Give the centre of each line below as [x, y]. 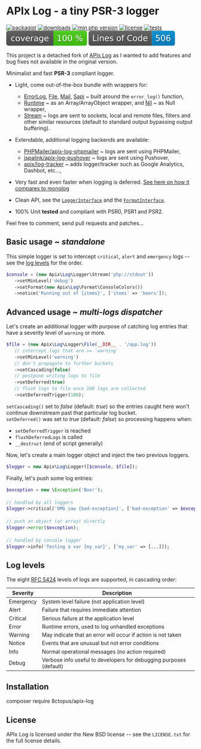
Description [117, 593]
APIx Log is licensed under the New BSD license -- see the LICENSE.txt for [98, 734]
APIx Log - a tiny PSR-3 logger [83, 11]
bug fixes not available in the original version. [62, 62]
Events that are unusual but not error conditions [100, 643]
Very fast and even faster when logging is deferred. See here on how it [102, 182]
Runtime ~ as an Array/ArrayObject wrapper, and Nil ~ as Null [99, 102]
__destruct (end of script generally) [59, 443]
